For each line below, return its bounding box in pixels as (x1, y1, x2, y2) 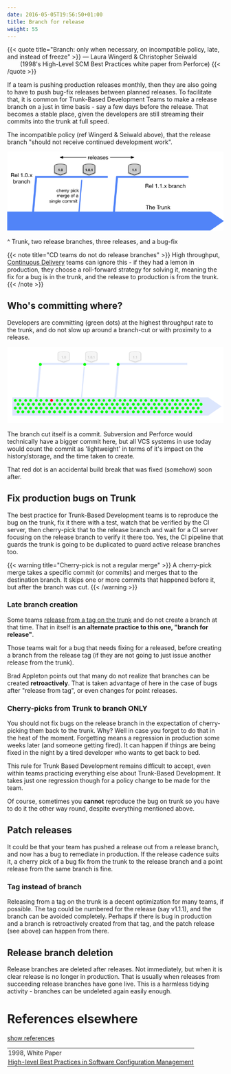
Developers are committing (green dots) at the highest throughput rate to (7, 318, 214, 327)
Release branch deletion (7, 946, 113, 958)
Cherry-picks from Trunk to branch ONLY (7, 703, 148, 713)
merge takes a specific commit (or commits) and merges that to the (7, 568, 198, 576)
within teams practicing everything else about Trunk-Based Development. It (7, 769, 221, 778)
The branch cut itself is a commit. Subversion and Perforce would (7, 429, 192, 438)
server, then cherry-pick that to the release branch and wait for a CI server (7, 525, 219, 534)
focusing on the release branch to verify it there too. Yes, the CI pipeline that (7, 533, 223, 541)
